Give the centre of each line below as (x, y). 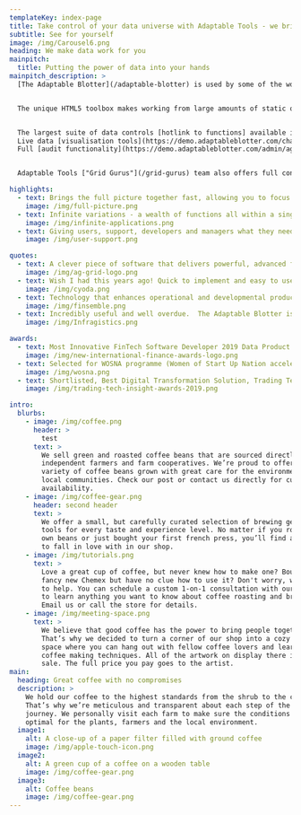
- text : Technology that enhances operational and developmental (142, 297)
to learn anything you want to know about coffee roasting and (162, 597)
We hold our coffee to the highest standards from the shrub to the (156, 697)
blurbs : (32, 414)
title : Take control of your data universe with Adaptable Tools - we (144, 26)
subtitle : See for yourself (62, 34)
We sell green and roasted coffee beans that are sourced (152, 455)
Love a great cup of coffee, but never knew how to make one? (160, 572)
